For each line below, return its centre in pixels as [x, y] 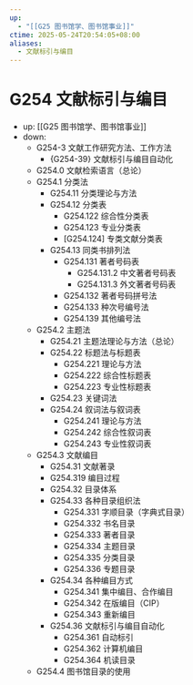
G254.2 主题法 [63, 330]
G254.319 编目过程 [85, 478]
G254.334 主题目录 [99, 547]
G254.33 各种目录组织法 [95, 501]
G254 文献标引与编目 [89, 100]
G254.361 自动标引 [98, 638]
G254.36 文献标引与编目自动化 [107, 626]
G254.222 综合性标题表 [107, 375]
